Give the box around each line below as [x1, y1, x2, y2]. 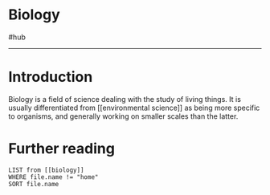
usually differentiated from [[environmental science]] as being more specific [8, 103, 260, 112]
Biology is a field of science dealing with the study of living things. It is [8, 94, 241, 104]
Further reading [8, 140, 115, 158]
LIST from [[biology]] [8, 166, 84, 174]
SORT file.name [8, 180, 59, 188]
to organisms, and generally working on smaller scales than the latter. [8, 111, 239, 121]
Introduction [8, 68, 93, 86]
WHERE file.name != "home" [8, 173, 99, 181]
